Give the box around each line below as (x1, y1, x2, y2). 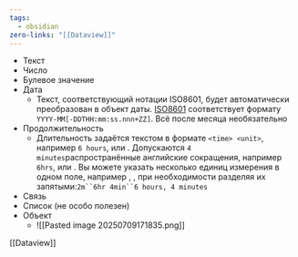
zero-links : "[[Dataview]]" (9, 30, 117, 39)
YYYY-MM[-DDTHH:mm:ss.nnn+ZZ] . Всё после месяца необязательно (36, 113, 288, 124)
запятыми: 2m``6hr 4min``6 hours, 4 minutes (36, 181, 208, 192)
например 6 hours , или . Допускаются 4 (36, 142, 191, 153)
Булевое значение (22, 75, 95, 86)
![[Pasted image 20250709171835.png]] (36, 220, 185, 231)
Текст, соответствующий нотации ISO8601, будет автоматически (36, 94, 290, 105)
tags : (9, 13, 30, 23)
